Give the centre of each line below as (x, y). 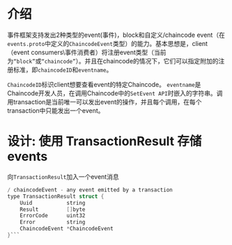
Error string (53, 222)
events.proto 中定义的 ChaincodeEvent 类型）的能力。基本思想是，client (107, 43)
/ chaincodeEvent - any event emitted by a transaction (90, 190)
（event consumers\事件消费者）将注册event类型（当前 (87, 52)
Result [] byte (53, 210)
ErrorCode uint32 (53, 216)
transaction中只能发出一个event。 (56, 110)
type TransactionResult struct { (56, 196)
